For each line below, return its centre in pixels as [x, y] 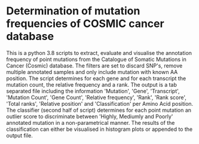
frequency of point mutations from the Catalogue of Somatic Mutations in [96, 59]
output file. [19, 135]
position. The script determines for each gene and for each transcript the [96, 78]
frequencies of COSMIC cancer [85, 24]
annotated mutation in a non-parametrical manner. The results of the [91, 122]
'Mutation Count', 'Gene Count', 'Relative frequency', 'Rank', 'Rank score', [97, 97]
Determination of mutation [73, 11]
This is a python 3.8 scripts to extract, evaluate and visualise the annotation [99, 53]
